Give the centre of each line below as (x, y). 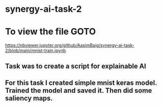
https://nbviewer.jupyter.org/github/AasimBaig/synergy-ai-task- (70, 45)
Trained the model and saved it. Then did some (79, 90)
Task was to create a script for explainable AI (76, 66)
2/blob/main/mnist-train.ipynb (36, 51)
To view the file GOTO (51, 32)
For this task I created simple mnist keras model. (81, 83)
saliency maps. (29, 98)
